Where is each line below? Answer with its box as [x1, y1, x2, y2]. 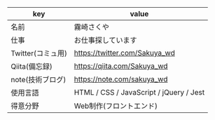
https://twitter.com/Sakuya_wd [74, 48, 175, 58]
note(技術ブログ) [11, 75, 67, 84]
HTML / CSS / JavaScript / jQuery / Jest [74, 88, 205, 97]
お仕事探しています [74, 35, 137, 45]
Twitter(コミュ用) [11, 48, 68, 58]
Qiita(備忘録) [11, 62, 53, 71]
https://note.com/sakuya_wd [74, 74, 168, 84]
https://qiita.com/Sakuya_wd [74, 61, 168, 71]
